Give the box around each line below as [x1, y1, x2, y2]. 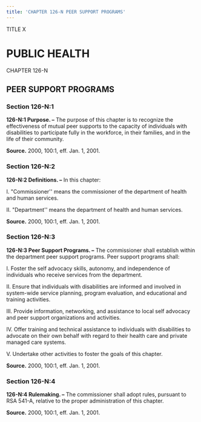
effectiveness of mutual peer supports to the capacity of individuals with [6, 122, 188, 130]
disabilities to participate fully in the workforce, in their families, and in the [6, 129, 191, 136]
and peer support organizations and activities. [6, 314, 121, 321]
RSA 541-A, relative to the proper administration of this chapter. [6, 397, 165, 404]
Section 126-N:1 [6, 102, 54, 111]
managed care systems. [6, 338, 67, 346]
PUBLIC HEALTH [6, 47, 90, 61]
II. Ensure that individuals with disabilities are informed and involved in [6, 283, 182, 290]
